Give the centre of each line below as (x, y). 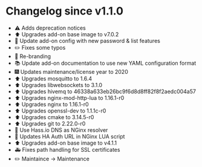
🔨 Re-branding (33, 56)
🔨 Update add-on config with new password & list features (87, 41)
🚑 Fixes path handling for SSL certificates (67, 149)
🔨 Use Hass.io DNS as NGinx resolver (61, 130)
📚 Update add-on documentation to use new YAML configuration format (105, 63)
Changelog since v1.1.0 (64, 11)
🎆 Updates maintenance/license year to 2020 (71, 71)
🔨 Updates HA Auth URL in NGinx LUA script (70, 136)
